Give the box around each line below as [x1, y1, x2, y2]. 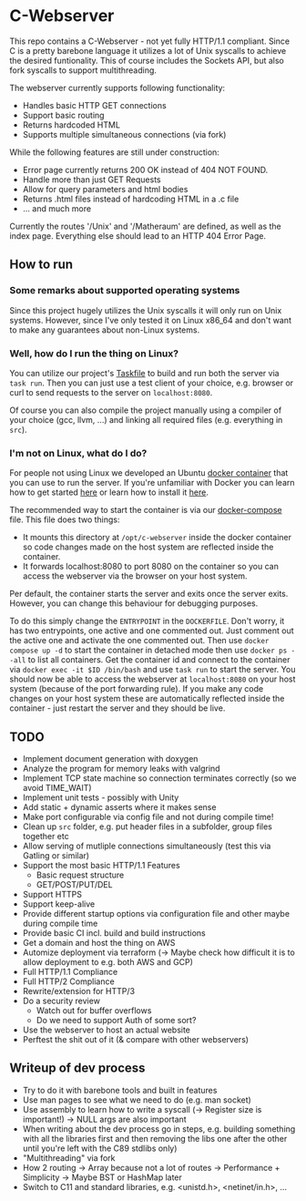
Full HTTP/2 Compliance [22, 976, 116, 987]
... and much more [22, 202, 92, 214]
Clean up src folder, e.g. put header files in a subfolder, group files [22, 821, 273, 832]
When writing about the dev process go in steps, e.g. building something [22, 1123, 296, 1134]
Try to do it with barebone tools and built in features [22, 1084, 218, 1095]
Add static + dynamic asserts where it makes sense [22, 802, 217, 813]
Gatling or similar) [22, 850, 89, 861]
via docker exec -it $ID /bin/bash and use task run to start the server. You [9, 664, 296, 675]
